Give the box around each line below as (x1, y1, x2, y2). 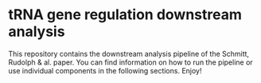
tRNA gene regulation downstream (8, 6, 243, 24)
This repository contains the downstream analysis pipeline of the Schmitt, (8, 49, 249, 58)
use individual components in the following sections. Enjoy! (8, 65, 202, 75)
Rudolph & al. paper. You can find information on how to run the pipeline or (8, 57, 253, 67)
